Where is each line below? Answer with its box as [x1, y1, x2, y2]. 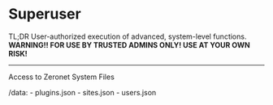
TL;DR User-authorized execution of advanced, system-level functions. [8, 31, 247, 41]
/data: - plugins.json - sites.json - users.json [8, 87, 157, 97]
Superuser [8, 5, 81, 23]
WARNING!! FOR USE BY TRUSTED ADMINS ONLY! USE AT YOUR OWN [8, 40, 250, 49]
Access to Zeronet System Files [8, 72, 115, 82]
